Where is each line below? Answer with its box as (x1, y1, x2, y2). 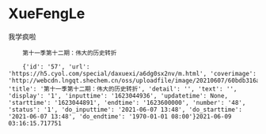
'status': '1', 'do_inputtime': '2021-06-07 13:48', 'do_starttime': (8, 106, 243, 114)
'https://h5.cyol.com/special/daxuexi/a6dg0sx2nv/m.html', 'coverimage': (8, 69, 257, 77)
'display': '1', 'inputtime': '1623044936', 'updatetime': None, (8, 91, 228, 99)
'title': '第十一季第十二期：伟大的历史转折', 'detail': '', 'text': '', (8, 84, 237, 93)
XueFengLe (8, 5, 85, 23)
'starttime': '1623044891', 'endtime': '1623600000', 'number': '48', (8, 99, 246, 106)
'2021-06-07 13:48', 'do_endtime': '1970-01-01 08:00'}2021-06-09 (8, 112, 232, 121)
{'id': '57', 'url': (22, 62, 90, 71)
